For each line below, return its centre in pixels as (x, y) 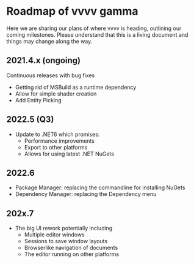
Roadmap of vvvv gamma (72, 11)
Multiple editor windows (54, 235)
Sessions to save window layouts (66, 241)
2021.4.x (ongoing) (44, 60)
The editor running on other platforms (72, 254)
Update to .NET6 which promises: (57, 134)
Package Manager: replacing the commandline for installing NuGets (100, 187)
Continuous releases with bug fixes (51, 75)
